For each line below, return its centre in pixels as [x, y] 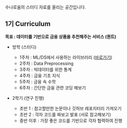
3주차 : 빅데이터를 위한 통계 [45, 69]
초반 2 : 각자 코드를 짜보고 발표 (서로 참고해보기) [65, 114]
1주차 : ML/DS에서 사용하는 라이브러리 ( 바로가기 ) [66, 57]
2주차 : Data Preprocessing [46, 63]
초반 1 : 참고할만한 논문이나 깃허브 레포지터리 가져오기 [71, 108]
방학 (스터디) [24, 47]
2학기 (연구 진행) [28, 98]
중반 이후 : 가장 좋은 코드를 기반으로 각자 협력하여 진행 [71, 120]
